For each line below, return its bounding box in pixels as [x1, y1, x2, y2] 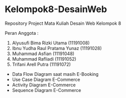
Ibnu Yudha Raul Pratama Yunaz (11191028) [12, 45, 102, 51]
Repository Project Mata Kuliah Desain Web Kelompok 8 [5, 20, 121, 26]
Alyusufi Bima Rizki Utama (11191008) [12, 39, 90, 46]
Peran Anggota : [5, 30, 39, 36]
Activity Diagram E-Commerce [12, 82, 76, 88]
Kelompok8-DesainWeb [5, 4, 107, 15]
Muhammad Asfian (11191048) [12, 51, 74, 57]
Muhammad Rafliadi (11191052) [12, 56, 76, 62]
